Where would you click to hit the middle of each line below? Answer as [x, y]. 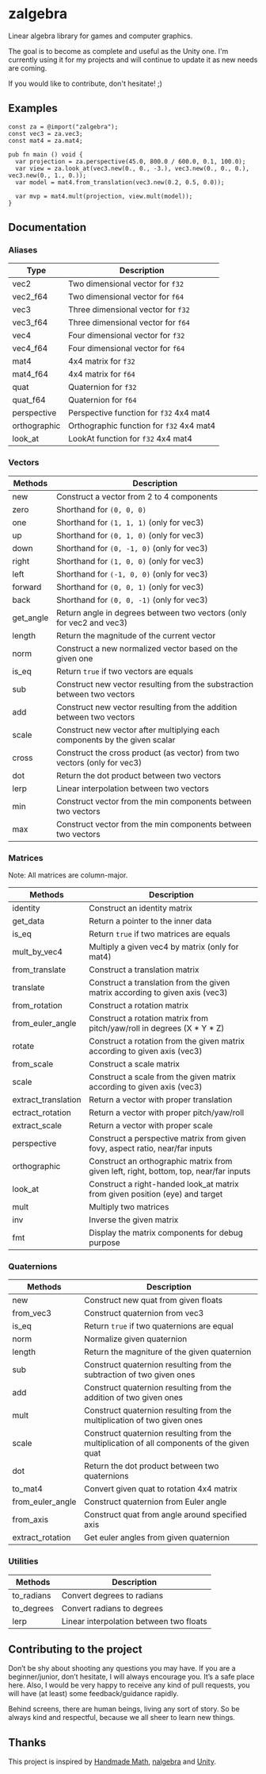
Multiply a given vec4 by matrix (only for [164, 947]
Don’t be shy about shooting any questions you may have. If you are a [122, 1668]
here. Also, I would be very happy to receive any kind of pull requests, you [129, 1685]
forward [27, 587]
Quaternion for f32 [103, 388]
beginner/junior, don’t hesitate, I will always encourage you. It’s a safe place [131, 1677]
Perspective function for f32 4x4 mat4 [139, 413]
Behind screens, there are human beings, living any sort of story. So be [124, 1709]
